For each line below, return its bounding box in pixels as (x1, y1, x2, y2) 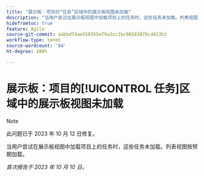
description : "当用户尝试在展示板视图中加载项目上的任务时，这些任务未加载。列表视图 (6, 15, 199, 21)
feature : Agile (6, 25, 45, 32)
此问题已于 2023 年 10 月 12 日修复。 (6, 130, 98, 137)
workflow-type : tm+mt (6, 37, 61, 43)
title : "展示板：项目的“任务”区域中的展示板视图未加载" (6, 8, 132, 15)
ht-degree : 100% (6, 49, 47, 55)
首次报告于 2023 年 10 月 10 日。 (6, 163, 88, 171)
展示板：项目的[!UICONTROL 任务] (6, 81, 180, 95)
